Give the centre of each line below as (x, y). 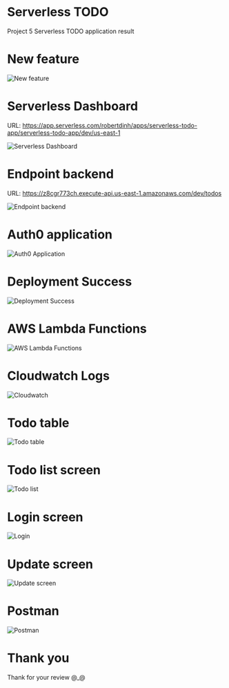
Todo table (38, 423)
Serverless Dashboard (73, 106)
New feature (43, 59)
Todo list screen (54, 470)
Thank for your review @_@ (46, 678)
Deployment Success (70, 281)
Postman (33, 611)
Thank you (38, 658)
